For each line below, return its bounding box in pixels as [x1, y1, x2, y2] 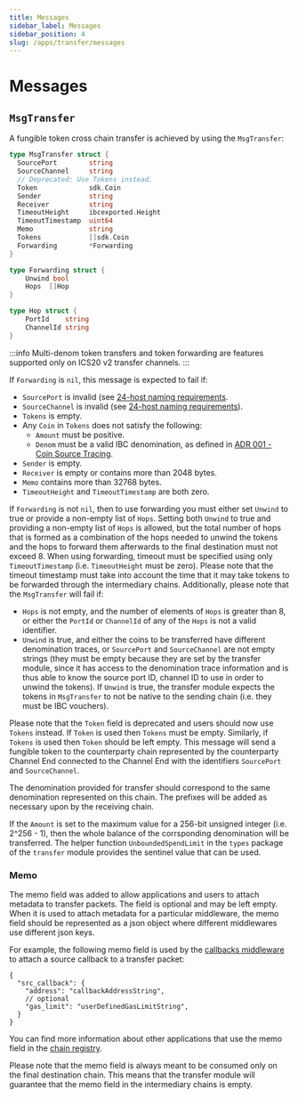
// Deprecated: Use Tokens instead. [17, 175, 153, 183]
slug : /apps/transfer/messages [9, 37, 125, 47]
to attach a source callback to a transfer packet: [9, 954, 185, 964]
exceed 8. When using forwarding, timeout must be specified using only [9, 550, 273, 561]
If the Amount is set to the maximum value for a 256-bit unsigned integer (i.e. [9, 818, 287, 829]
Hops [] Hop [25, 282, 69, 291]
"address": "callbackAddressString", [25, 986, 165, 996]
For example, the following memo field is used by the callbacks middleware [9, 944, 285, 955]
